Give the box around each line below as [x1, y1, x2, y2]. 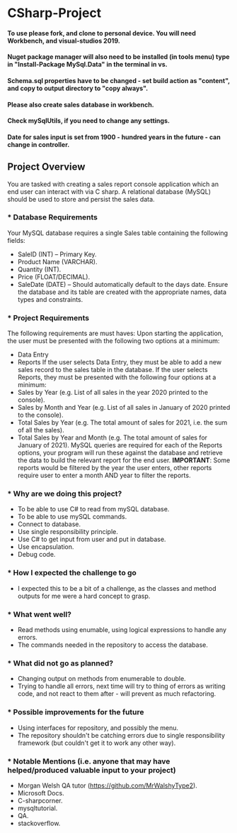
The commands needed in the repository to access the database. [17, 641, 209, 649]
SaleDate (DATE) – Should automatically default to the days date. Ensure [17, 280, 229, 288]
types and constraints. [17, 295, 83, 303]
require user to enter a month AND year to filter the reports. [17, 471, 191, 480]
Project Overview [7, 161, 86, 173]
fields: [7, 236, 26, 244]
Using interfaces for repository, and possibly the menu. [17, 723, 179, 732]
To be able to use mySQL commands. [17, 513, 127, 521]
